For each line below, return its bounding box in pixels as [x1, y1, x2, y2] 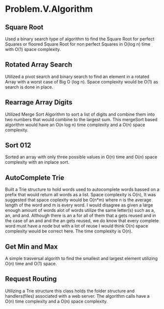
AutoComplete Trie [5, 173, 65, 182]
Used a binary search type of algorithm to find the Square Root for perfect [5, 36, 155, 42]
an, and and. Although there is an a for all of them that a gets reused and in [5, 212, 156, 219]
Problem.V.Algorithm [5, 3, 93, 15]
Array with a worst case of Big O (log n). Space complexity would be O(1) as [5, 78, 158, 84]
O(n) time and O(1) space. [5, 261, 57, 267]
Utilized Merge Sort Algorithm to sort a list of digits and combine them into [5, 111, 155, 117]
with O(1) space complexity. [5, 47, 61, 52]
